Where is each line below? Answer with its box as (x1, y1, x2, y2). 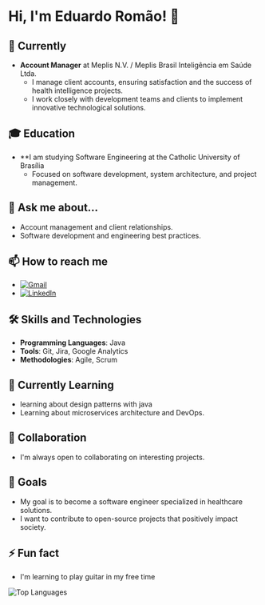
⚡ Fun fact (8, 547, 60, 560)
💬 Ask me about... (8, 201, 98, 214)
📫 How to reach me (8, 255, 109, 269)
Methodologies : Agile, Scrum (19, 355, 118, 365)
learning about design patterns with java (19, 399, 153, 409)
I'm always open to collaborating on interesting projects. (19, 452, 205, 462)
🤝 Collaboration (8, 431, 87, 445)
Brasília (19, 160, 45, 170)
